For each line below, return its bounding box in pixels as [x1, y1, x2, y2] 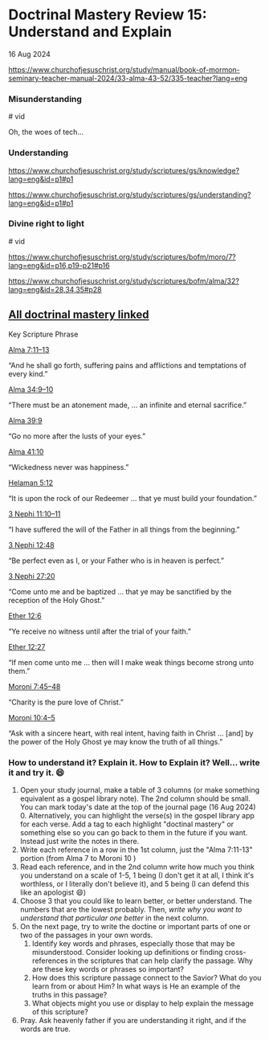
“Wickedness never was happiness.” [8, 462, 129, 471]
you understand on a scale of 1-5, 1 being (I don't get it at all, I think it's [19, 870, 255, 880]
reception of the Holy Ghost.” [8, 595, 105, 605]
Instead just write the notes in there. [19, 836, 140, 846]
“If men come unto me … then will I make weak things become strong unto [8, 657, 255, 667]
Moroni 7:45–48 [8, 681, 61, 691]
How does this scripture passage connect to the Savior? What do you [31, 973, 262, 982]
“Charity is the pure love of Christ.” [8, 697, 124, 707]
